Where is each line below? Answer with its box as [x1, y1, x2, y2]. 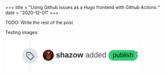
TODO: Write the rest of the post [5, 20, 73, 25]
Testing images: [5, 29, 39, 35]
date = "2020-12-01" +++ [5, 10, 59, 16]
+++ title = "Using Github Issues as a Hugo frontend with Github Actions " [5, 5, 160, 10]
